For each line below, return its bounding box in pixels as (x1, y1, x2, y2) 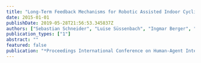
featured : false (6, 43, 47, 49)
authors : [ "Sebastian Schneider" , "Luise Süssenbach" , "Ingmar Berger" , (6, 25, 191, 32)
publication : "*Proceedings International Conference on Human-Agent (6, 48, 184, 54)
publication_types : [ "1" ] (6, 31, 71, 37)
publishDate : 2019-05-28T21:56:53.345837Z (6, 20, 114, 26)
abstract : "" (6, 37, 39, 43)
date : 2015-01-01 (6, 14, 50, 20)
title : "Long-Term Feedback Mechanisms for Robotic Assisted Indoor (6, 8, 181, 15)
